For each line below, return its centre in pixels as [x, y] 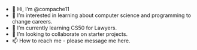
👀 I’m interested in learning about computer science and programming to [101, 15]
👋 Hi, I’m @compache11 [41, 9]
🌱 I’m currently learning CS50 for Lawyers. [64, 28]
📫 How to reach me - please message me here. [71, 41]
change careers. [32, 21]
